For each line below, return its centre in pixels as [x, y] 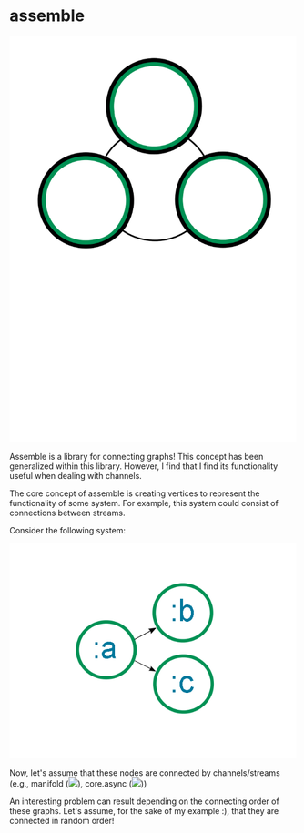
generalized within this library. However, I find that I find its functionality [144, 466]
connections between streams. [67, 513]
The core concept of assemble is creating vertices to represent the [135, 493]
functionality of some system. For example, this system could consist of [144, 503]
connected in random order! [62, 820]
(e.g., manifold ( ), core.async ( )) [78, 783]
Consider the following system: [67, 530]
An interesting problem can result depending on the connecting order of [144, 801]
